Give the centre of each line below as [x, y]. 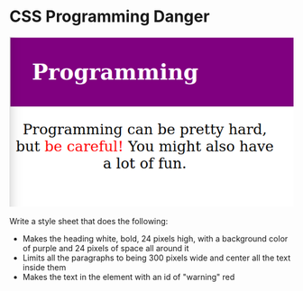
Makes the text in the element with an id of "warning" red [129, 277]
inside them [44, 268]
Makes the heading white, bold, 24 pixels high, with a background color [155, 239]
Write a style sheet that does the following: [89, 222]
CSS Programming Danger [110, 17]
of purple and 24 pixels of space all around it [106, 249]
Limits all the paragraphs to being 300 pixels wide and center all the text [156, 258]
